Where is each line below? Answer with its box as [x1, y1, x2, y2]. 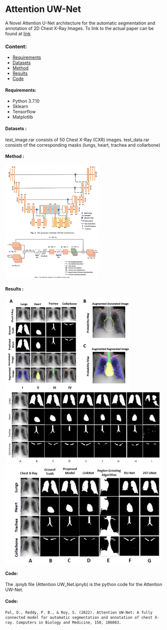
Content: [5, 43, 27, 50]
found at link [5, 30, 31, 36]
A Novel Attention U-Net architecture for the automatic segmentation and [5, 20, 156, 26]
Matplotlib [12, 114, 33, 120]
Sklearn [12, 103, 28, 109]
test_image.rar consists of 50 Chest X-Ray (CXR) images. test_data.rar [5, 136, 150, 143]
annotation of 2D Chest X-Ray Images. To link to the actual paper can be [5, 25, 154, 31]
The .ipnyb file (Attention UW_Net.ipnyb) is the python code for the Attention [5, 582, 163, 588]
